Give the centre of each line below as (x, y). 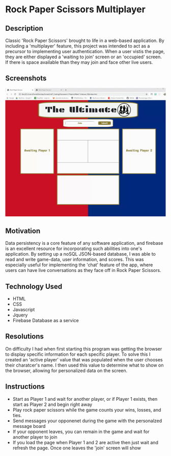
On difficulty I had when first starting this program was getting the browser (84, 349)
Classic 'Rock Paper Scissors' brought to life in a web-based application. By (85, 40)
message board (29, 426)
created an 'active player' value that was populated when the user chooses (84, 359)
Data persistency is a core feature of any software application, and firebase (84, 243)
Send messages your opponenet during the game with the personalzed (87, 421)
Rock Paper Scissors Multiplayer (76, 9)
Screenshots (26, 78)
